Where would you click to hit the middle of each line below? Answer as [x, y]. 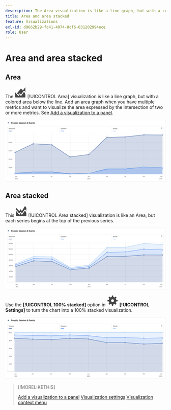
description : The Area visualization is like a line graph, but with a [83, 11]
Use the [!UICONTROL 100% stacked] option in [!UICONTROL [77, 305]
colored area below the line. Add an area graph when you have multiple [80, 102]
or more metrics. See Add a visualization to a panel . [59, 113]
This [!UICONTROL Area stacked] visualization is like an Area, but [80, 215]
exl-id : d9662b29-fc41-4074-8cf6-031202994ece [55, 27]
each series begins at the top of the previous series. [60, 220]
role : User [17, 32]
